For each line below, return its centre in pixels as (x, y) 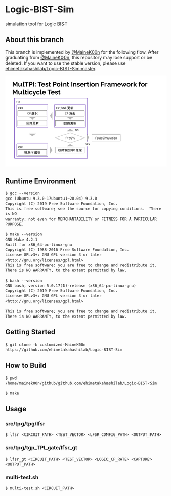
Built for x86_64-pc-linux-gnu (39, 245)
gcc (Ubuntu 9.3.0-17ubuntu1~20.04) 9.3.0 (51, 199)
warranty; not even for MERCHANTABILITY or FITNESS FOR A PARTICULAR (81, 219)
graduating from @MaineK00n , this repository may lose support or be (79, 57)
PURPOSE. (15, 224)
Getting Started (30, 332)
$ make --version (24, 234)
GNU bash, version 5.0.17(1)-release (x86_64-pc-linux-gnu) (71, 286)
